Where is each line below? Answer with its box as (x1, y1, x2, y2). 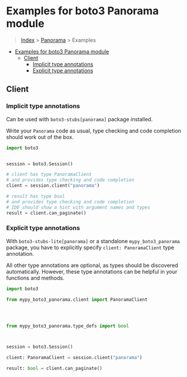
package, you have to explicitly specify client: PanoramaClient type (6, 244, 174, 251)
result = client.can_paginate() (6, 210, 86, 216)
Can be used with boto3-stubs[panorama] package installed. (6, 115, 153, 122)
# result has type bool (6, 193, 66, 199)
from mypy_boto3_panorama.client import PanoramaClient (6, 296, 148, 303)
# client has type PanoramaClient (6, 171, 92, 178)
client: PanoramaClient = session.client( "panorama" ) (6, 355, 143, 361)
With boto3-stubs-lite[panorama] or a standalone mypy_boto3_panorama (6, 237, 180, 244)
